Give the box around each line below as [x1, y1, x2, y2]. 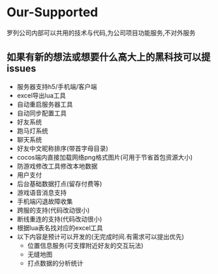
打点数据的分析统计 [27, 258, 84, 267]
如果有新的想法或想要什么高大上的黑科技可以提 [6, 51, 211, 64]
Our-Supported [6, 4, 98, 20]
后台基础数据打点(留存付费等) [16, 179, 103, 188]
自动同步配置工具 [16, 109, 67, 117]
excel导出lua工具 [16, 91, 66, 100]
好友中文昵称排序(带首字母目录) [16, 144, 109, 153]
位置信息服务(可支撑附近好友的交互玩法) [27, 241, 144, 249]
